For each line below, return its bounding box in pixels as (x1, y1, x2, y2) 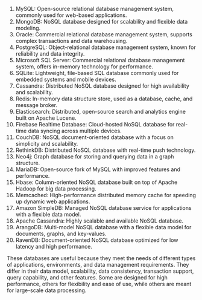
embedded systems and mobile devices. (15, 76, 116, 83)
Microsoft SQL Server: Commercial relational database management (15, 57, 185, 64)
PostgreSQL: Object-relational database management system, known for (15, 44, 197, 51)
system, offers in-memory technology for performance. (15, 63, 153, 70)
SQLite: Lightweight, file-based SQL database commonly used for (15, 70, 179, 76)
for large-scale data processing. (7, 287, 87, 294)
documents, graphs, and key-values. (15, 230, 107, 237)
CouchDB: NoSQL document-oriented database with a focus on (15, 134, 174, 141)
